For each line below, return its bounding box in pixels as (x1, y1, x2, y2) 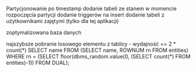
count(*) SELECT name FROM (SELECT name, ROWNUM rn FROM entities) (6, 47, 189, 54)
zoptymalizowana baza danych (6, 29, 81, 36)
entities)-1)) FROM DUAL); (6, 59, 70, 66)
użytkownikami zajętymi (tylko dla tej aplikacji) (6, 18, 119, 24)
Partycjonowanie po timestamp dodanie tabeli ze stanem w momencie (6, 5, 177, 12)
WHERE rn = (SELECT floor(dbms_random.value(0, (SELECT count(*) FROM (6, 53, 191, 60)
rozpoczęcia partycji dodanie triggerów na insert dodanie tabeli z (6, 11, 165, 18)
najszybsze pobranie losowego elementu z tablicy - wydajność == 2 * (6, 41, 176, 47)
